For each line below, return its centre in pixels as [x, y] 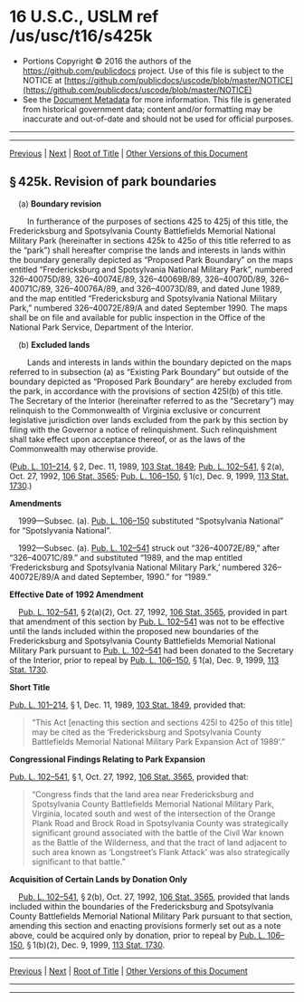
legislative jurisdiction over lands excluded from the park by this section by [149, 419]
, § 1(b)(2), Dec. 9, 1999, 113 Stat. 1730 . [94, 945]
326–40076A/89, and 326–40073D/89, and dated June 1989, [168, 288]
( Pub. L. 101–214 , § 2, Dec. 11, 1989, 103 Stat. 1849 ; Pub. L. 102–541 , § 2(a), [147, 466]
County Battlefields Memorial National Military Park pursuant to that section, [151, 916]
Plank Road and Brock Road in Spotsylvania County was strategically [160, 823]
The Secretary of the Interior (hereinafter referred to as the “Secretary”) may [152, 400]
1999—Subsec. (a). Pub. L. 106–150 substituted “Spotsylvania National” [151, 520]
